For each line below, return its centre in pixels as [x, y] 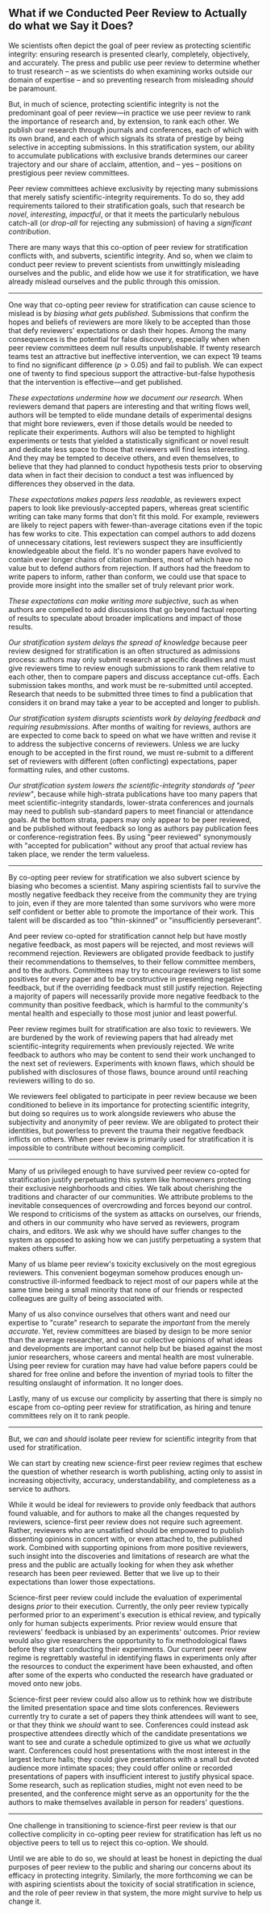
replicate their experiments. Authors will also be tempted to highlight [122, 432]
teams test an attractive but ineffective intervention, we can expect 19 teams [135, 356]
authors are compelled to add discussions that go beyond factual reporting [133, 609]
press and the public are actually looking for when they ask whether [121, 1565]
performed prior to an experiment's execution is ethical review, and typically [135, 1614]
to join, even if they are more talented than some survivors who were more [132, 903]
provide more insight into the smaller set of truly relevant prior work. [122, 585]
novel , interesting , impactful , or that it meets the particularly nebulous [124, 214]
